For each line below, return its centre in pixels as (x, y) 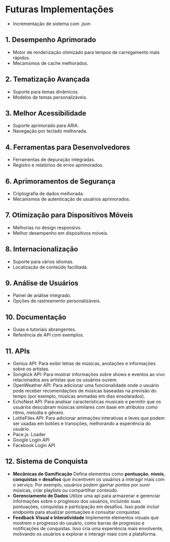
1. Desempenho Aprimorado (51, 40)
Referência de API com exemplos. (48, 335)
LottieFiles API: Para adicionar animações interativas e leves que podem (89, 418)
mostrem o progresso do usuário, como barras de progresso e (79, 523)
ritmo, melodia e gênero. (39, 413)
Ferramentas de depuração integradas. (54, 160)
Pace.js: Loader (29, 435)
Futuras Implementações (59, 10)
